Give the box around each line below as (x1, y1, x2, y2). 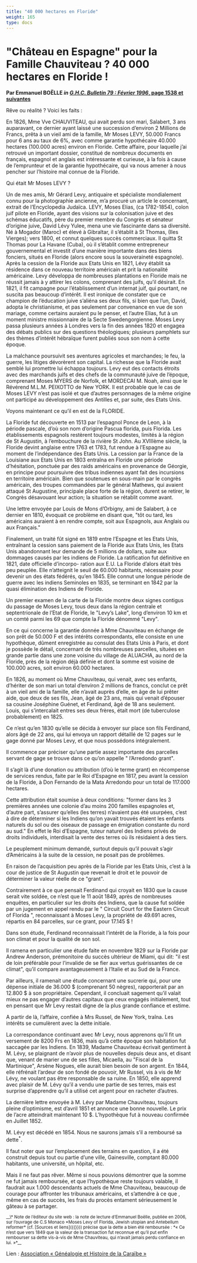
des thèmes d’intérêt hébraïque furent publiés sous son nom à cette (6, 335, 170, 342)
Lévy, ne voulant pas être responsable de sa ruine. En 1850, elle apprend (6, 1075, 182, 1082)
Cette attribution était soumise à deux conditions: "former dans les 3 (6, 796, 171, 803)
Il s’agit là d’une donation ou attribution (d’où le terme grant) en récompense (6, 766, 189, 773)
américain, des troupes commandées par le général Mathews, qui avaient (6, 482, 184, 489)
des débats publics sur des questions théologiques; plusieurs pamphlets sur (6, 329, 191, 336)
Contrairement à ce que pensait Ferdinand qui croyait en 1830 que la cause (6, 887, 188, 894)
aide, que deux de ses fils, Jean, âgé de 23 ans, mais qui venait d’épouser (6, 694, 185, 701)
